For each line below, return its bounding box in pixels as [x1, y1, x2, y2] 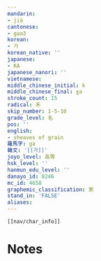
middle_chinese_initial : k [7, 82, 86, 89]
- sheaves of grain [7, 134, 64, 141]
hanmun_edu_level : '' [7, 166, 70, 174]
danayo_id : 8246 [7, 173, 54, 180]
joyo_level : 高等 [7, 153, 56, 161]
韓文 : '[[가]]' [7, 147, 48, 154]
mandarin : [7, 10, 36, 17]
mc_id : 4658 [7, 179, 42, 186]
